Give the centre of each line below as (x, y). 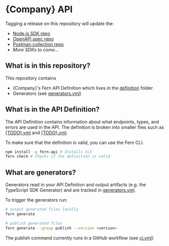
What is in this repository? (48, 66)
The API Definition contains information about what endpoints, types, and (82, 121)
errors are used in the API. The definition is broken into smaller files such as (85, 127)
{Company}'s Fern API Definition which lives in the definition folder (83, 88)
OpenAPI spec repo (33, 39)
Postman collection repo (38, 44)
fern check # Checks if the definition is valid (58, 157)
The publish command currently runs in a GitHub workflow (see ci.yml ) (79, 238)
